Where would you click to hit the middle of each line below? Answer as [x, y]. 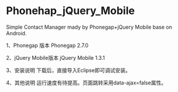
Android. [16, 33]
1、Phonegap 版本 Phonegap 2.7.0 [47, 45]
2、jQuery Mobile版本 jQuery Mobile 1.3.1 [56, 57]
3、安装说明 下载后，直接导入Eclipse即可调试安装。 [68, 70]
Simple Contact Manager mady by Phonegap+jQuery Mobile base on [89, 27]
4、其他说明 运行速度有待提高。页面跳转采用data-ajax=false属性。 [86, 83]
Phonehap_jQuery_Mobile [71, 11]
